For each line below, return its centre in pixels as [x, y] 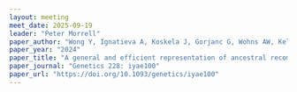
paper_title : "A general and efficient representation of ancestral [138, 58]
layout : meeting [39, 17]
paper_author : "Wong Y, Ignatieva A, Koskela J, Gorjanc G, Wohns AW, [142, 42]
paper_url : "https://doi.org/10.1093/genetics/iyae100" [114, 74]
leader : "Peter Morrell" [55, 33]
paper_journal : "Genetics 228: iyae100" [85, 67]
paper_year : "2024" [45, 50]
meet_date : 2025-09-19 [51, 25]
